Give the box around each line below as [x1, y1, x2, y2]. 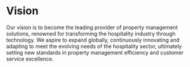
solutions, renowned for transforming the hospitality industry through [6, 30, 176, 37]
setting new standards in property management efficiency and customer [6, 49, 184, 56]
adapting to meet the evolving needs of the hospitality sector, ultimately [6, 43, 182, 50]
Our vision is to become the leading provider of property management [6, 24, 178, 31]
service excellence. [6, 55, 54, 62]
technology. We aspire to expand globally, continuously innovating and [6, 36, 180, 43]
